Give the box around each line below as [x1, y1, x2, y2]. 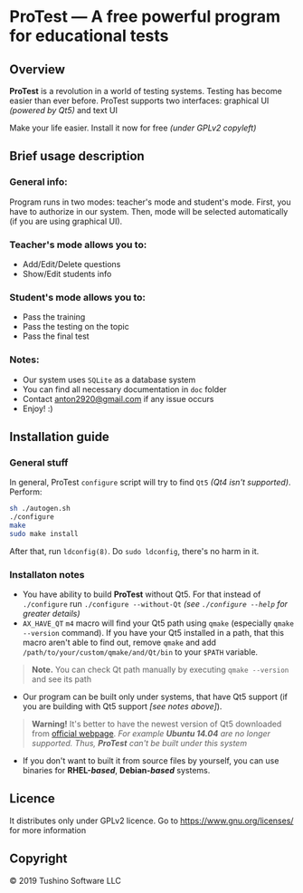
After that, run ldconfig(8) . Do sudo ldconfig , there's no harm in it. [9, 545, 260, 556]
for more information [9, 824, 87, 835]
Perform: [9, 486, 43, 497]
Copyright [9, 851, 68, 867]
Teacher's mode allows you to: [9, 238, 147, 251]
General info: [9, 176, 68, 188]
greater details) [22, 609, 80, 619]
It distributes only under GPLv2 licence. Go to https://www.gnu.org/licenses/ [9, 815, 294, 826]
